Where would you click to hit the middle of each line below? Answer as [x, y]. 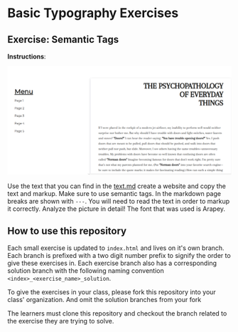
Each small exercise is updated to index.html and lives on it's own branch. [116, 248]
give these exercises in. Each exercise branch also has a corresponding [112, 263]
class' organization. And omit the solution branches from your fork [104, 300]
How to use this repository [67, 231]
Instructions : [27, 56]
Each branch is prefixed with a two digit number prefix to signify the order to [119, 256]
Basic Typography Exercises [93, 13]
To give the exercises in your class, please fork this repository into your [112, 292]
